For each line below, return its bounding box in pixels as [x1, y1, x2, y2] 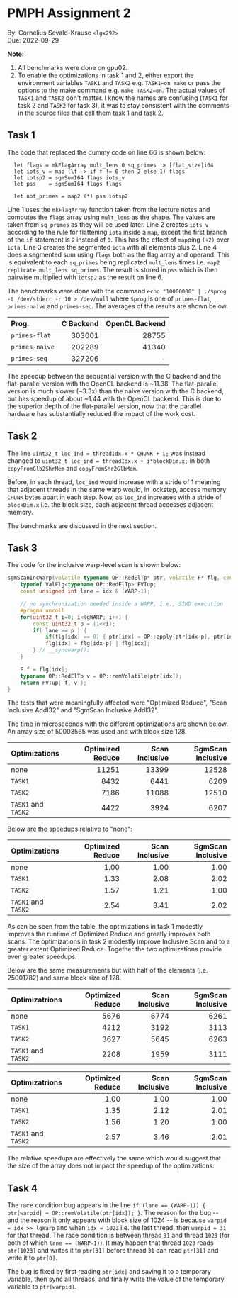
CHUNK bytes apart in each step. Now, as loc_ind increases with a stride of [7, 493, 222, 501]
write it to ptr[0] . [7, 1253, 58, 1263]
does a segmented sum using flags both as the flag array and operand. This [7, 250, 230, 259]
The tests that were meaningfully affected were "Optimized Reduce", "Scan [7, 698, 227, 707]
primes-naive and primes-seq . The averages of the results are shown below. [7, 301, 229, 310]
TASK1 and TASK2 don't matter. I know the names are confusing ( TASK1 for [17, 94, 228, 102]
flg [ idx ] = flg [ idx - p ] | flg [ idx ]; [45, 640, 151, 647]
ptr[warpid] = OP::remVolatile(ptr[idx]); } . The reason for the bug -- [7, 1209, 219, 1217]
